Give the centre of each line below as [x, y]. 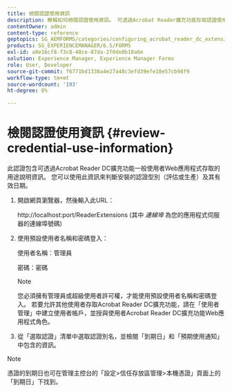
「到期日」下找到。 [35, 382]
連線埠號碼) [46, 224]
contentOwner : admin [37, 26]
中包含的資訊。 [38, 345]
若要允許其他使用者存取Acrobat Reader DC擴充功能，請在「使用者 [125, 304]
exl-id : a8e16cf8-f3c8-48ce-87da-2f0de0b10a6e [75, 53]
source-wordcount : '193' [43, 84]
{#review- [136, 133]
